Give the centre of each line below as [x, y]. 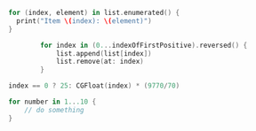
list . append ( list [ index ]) [104, 53]
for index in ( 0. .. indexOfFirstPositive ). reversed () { [144, 45]
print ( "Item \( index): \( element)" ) [84, 21]
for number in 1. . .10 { [52, 102]
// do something [55, 110]
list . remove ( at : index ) [100, 62]
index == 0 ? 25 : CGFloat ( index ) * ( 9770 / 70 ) [94, 86]
